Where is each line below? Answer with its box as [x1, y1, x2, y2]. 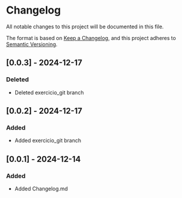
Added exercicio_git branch [14, 137, 81, 144]
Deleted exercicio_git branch [14, 89, 84, 96]
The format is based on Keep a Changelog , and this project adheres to [6, 34, 176, 41]
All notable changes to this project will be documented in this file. [6, 23, 164, 30]
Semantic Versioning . [6, 41, 58, 48]
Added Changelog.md [14, 185, 68, 192]
